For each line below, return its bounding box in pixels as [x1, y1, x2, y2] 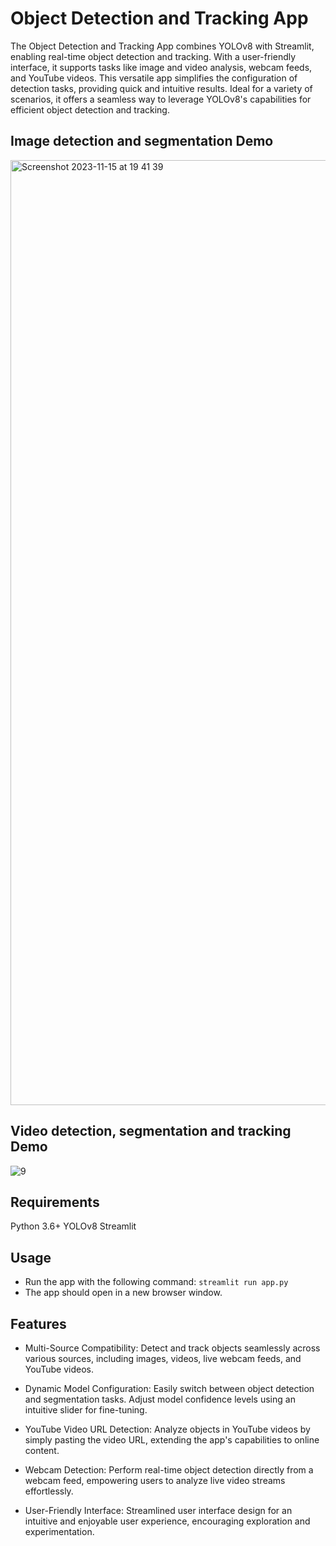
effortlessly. [24, 1485, 74, 1497]
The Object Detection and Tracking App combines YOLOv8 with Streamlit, [10, 40, 315, 52]
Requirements [10, 1193, 100, 1211]
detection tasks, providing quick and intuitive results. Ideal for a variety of [10, 82, 313, 94]
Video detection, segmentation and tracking [10, 1123, 292, 1140]
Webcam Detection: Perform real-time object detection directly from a [24, 1464, 314, 1476]
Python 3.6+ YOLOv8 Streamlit [10, 1220, 137, 1232]
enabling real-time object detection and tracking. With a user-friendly [10, 50, 297, 62]
